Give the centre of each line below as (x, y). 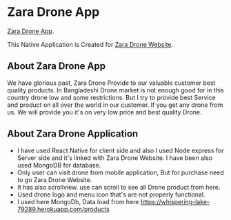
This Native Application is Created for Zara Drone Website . (90, 44)
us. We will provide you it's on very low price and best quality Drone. (104, 112)
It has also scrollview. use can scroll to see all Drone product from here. (119, 187)
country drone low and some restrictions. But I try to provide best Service (111, 97)
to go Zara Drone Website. (54, 179)
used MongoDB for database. (59, 165)
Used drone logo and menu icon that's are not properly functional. (111, 194)
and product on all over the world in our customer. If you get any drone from (115, 105)
